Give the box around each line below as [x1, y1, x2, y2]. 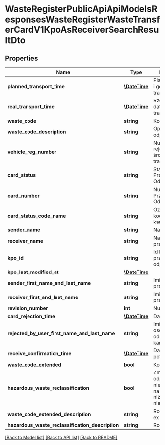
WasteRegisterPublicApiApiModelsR [5, 3, 158, 15]
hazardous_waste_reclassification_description [7, 422, 119, 428]
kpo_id [7, 255, 24, 261]
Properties [5, 54, 38, 62]
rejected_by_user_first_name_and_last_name [7, 330, 115, 337]
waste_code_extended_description [7, 411, 91, 418]
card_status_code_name [7, 212, 66, 219]
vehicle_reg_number [7, 148, 57, 155]
